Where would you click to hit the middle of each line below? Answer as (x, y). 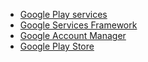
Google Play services (63, 14)
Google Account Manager (73, 35)
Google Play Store (57, 46)
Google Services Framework (78, 25)
